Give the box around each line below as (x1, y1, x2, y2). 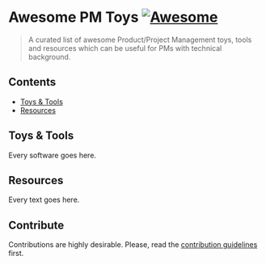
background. (27, 52, 71, 61)
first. (8, 249, 24, 258)
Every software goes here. (8, 150, 97, 160)
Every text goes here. (8, 195, 80, 205)
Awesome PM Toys (8, 8, 139, 27)
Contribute (8, 218, 65, 232)
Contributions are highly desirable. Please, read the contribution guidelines (8, 240, 258, 249)
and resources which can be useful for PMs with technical (27, 43, 222, 52)
